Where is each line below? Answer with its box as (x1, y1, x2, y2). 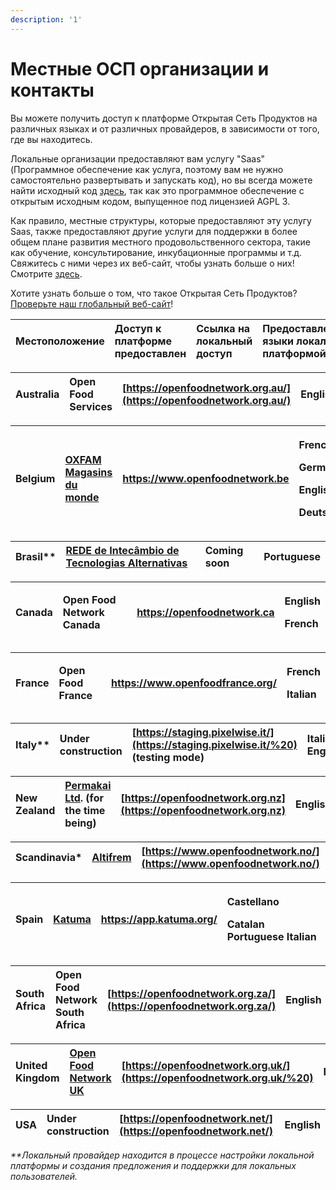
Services (69, 399, 113, 413)
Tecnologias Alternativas (65, 556, 188, 570)
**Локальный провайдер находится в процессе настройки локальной (10, 1149, 315, 1161)
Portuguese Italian (226, 929, 317, 943)
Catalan (226, 917, 265, 931)
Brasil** (15, 549, 57, 563)
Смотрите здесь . (10, 267, 83, 280)
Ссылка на (196, 321, 251, 335)
